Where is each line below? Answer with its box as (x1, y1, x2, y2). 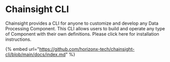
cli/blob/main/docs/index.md (5, 51, 66, 57)
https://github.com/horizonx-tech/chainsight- (39, 46, 135, 52)
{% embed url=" (5, 46, 40, 52)
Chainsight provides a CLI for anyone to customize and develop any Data (5, 20, 159, 26)
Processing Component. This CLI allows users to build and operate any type (5, 25, 165, 31)
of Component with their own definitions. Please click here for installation (5, 31, 159, 37)
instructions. (5, 36, 32, 42)
